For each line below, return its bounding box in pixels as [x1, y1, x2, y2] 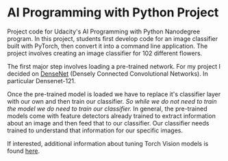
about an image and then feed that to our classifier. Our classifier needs [7, 119, 210, 127]
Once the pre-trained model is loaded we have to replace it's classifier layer [7, 90, 221, 98]
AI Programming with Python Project [7, 5, 219, 20]
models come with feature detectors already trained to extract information [7, 111, 216, 120]
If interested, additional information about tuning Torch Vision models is [7, 139, 209, 147]
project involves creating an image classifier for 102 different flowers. [7, 49, 203, 57]
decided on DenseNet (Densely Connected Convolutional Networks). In [7, 70, 209, 78]
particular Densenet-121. [7, 76, 76, 85]
